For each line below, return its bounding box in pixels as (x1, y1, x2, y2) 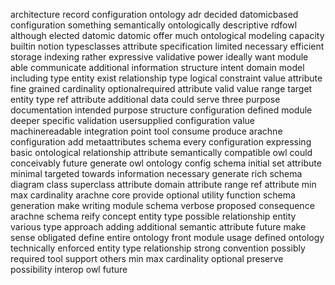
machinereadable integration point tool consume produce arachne (10, 125, 283, 137)
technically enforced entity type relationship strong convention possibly (10, 242, 306, 254)
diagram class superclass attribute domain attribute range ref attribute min (10, 179, 317, 190)
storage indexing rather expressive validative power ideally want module (10, 51, 309, 63)
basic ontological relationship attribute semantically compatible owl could (10, 147, 313, 158)
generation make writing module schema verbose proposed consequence (10, 200, 315, 211)
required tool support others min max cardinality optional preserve (10, 253, 284, 264)
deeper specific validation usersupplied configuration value (10, 115, 255, 126)
